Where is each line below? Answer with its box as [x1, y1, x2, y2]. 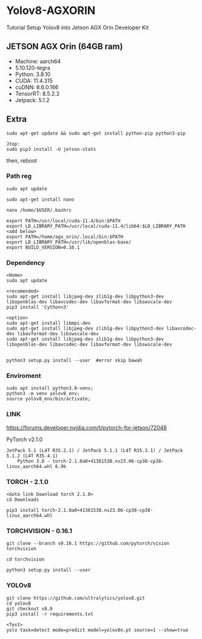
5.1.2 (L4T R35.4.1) [6, 453, 59, 459]
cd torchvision [6, 556, 45, 563]
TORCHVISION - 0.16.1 [6, 526, 73, 535]
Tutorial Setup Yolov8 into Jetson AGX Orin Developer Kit [6, 24, 149, 31]
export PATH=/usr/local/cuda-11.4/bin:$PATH [6, 217, 121, 224]
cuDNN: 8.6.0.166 [15, 83, 59, 91]
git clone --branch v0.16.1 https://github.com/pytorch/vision [6, 540, 170, 546]
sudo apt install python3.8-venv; [6, 385, 94, 391]
